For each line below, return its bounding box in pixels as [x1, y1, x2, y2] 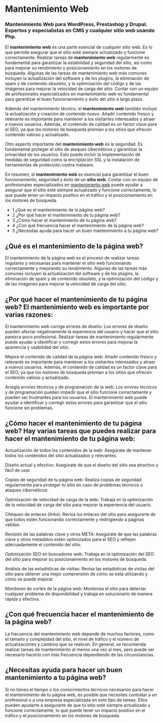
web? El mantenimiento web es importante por [5, 303, 149, 311]
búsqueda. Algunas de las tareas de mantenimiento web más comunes [5, 70, 147, 76]
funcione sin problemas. [5, 405, 54, 411]
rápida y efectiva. [5, 596, 40, 602]
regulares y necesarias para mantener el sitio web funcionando [5, 260, 132, 266]
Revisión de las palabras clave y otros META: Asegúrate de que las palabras [5, 531, 157, 537]
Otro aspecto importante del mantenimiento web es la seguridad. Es [5, 141, 143, 147]
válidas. [5, 521, 21, 527]
